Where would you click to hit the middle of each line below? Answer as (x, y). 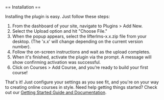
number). (21, 47)
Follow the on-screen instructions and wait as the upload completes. (81, 52)
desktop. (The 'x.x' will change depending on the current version (78, 41)
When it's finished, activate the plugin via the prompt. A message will (82, 57)
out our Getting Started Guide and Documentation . (56, 92)
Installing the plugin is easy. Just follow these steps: (58, 16)
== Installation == (23, 7)
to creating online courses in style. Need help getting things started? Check (81, 87)
